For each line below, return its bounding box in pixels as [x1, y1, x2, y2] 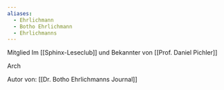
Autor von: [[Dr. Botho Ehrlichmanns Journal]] [7, 75, 138, 84]
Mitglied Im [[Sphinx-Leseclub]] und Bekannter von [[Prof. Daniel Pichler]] [7, 48, 218, 57]
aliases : [7, 10, 32, 17]
